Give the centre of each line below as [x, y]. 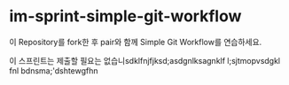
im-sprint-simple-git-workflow [125, 16]
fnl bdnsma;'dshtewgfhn [54, 70]
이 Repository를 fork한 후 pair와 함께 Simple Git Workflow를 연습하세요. [136, 42]
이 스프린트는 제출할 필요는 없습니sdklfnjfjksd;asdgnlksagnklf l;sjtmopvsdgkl [145, 60]
